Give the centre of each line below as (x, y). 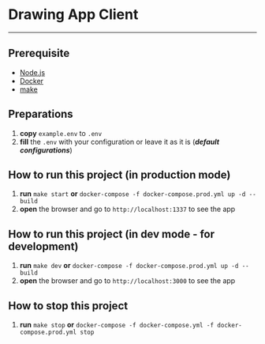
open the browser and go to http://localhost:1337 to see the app (127, 209)
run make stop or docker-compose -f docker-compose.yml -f (117, 325)
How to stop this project (68, 306)
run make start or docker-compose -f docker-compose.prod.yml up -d (132, 194)
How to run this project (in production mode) (119, 174)
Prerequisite (39, 53)
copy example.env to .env (61, 133)
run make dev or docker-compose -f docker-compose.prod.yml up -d (129, 266)
